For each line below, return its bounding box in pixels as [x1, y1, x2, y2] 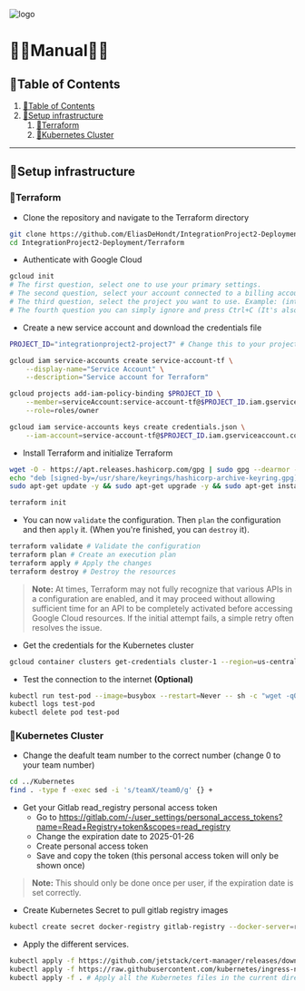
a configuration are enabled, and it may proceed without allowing [31, 593, 275, 603]
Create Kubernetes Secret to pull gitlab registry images [22, 905, 229, 916]
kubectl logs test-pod [9, 700, 95, 709]
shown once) [35, 860, 85, 871]
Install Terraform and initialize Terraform [22, 447, 173, 458]
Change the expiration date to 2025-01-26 [35, 831, 195, 842]
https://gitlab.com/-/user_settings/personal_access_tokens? [58, 812, 283, 823]
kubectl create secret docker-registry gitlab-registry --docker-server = [9, 922, 295, 932]
